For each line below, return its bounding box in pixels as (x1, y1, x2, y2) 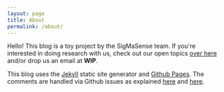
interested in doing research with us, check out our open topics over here (7, 49, 217, 57)
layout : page (7, 10, 45, 17)
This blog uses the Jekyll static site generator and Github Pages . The (7, 70, 205, 78)
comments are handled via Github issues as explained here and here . (7, 77, 205, 86)
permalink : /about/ (7, 23, 64, 30)
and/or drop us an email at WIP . (7, 57, 98, 65)
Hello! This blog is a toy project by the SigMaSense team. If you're (7, 42, 196, 50)
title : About (7, 17, 45, 24)
